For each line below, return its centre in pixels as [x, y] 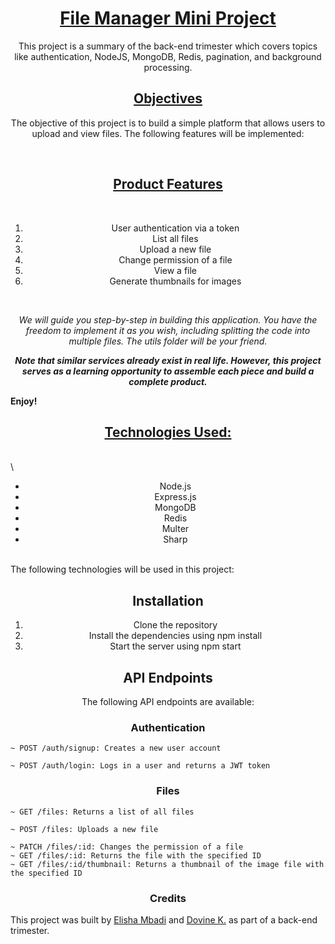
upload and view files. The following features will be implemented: [168, 133]
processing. [168, 67]
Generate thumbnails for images [175, 281]
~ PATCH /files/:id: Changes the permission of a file [127, 847]
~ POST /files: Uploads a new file [84, 829]
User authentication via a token [175, 228]
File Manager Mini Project [168, 18]
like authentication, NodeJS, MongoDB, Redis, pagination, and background [168, 56]
